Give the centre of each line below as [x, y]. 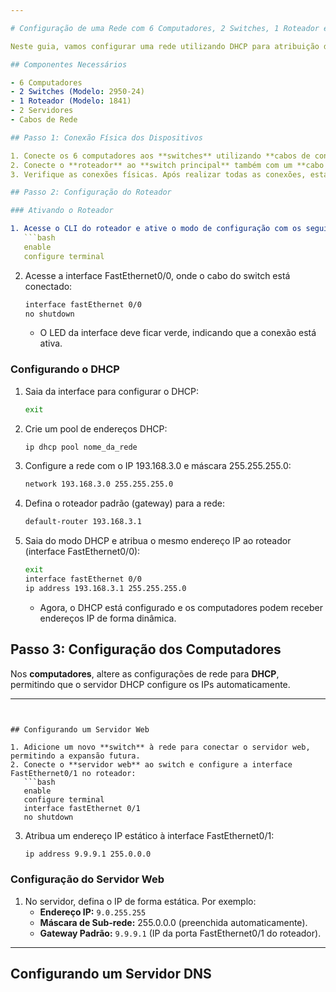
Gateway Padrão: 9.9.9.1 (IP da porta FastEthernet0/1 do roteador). [180, 933]
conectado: [48, 286]
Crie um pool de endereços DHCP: [96, 428]
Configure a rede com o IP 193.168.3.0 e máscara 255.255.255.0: [158, 466]
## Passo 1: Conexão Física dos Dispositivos [106, 137]
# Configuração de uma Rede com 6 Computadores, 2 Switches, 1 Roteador [165, 28]
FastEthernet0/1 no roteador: [73, 773]
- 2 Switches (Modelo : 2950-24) [77, 92]
